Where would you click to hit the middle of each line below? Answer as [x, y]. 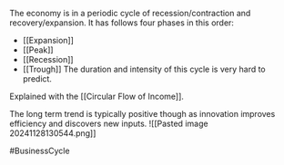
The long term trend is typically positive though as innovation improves [142, 114]
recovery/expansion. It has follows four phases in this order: [122, 23]
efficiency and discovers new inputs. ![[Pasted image [109, 123]
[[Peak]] [38, 50]
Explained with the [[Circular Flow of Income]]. [97, 96]
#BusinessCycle [40, 150]
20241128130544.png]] [53, 133]
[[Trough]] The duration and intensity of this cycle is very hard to [144, 69]
